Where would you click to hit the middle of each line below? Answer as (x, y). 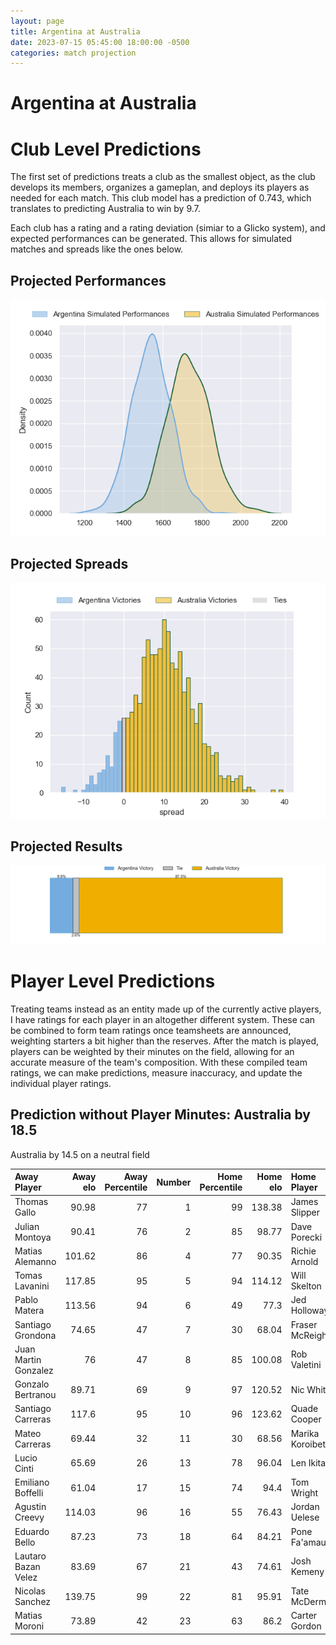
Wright (304, 1493)
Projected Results (66, 846)
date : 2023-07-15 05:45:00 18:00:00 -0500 (100, 42)
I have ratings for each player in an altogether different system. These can (163, 1019)
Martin (28, 1359)
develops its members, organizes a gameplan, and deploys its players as (160, 187)
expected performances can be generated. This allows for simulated (151, 239)
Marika (305, 1433)
